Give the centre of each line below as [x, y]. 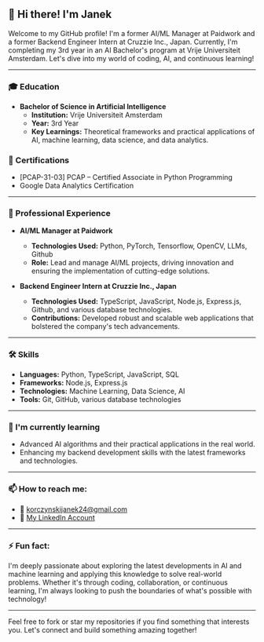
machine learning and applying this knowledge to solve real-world [115, 574]
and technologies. [49, 461]
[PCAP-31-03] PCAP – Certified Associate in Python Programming [126, 177]
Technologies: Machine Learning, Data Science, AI [102, 391]
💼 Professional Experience [60, 213]
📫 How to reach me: [48, 489]
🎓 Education [34, 86]
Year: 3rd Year [55, 123]
